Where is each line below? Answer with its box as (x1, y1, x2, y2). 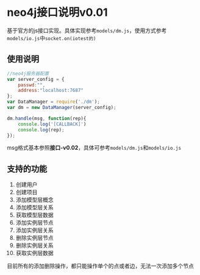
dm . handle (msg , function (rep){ (7, 115, 87, 122)
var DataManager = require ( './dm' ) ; (7, 99, 100, 105)
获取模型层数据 (15, 211, 54, 219)
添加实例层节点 (15, 219, 54, 226)
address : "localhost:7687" (18, 88, 84, 94)
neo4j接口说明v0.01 (7, 5, 109, 19)
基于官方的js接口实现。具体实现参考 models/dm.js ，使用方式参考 (7, 27, 167, 34)
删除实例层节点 (15, 234, 54, 242)
